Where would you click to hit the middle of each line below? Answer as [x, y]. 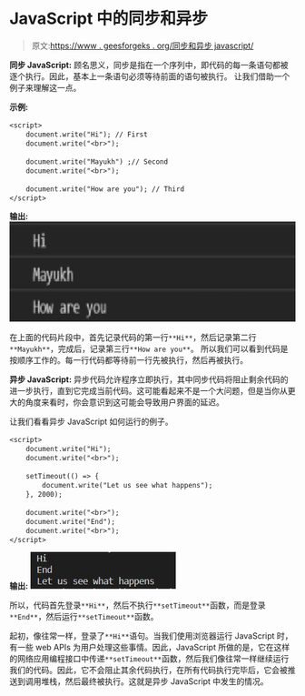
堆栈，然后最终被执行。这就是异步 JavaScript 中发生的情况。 [155, 681]
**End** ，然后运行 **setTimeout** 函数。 [84, 617]
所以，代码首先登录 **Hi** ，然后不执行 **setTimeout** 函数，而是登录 [138, 605]
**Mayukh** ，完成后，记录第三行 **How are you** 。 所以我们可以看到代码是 [149, 349]
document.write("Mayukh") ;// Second [97, 161]
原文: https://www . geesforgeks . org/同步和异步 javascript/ [143, 45]
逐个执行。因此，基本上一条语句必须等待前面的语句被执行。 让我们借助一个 [150, 76]
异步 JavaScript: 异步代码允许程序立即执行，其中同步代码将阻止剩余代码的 [149, 379]
